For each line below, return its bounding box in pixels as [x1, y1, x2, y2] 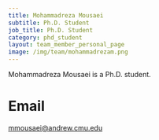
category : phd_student [8, 33, 83, 42]
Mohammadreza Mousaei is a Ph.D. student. [8, 70, 151, 79]
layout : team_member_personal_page [8, 41, 125, 49]
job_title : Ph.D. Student [8, 26, 93, 34]
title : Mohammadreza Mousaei [8, 11, 104, 20]
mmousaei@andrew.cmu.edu [8, 123, 103, 132]
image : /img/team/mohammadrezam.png [8, 48, 128, 56]
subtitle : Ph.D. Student [8, 19, 90, 27]
